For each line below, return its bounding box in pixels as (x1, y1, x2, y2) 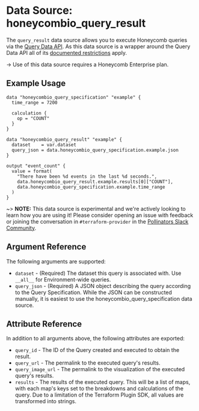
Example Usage (6, 78, 66, 89)
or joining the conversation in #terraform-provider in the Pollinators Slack (6, 218, 189, 225)
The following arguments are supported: (6, 257, 106, 265)
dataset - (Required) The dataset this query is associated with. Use (14, 269, 182, 277)
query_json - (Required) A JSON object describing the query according (14, 282, 191, 289)
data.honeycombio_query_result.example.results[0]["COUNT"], (17, 178, 173, 184)
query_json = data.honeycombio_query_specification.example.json (11, 147, 179, 153)
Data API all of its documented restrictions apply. (6, 49, 127, 56)
